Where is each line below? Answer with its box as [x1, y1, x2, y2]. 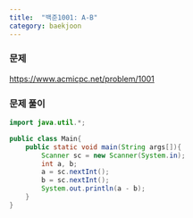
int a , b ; [41, 159, 78, 168]
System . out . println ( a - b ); [41, 184, 146, 193]
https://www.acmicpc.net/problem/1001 [9, 73, 155, 84]
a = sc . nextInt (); [41, 167, 110, 177]
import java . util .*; [9, 118, 87, 128]
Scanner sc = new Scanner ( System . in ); [41, 151, 186, 160]
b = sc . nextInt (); [41, 176, 110, 185]
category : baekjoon [9, 21, 82, 30]
